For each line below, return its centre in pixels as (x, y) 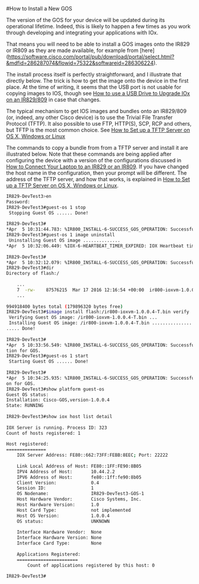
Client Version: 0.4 (58, 483)
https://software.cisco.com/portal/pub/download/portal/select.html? (91, 57)
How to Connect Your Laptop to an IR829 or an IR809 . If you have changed (97, 166)
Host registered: (28, 444)
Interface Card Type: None (59, 543)
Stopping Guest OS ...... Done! (49, 213)
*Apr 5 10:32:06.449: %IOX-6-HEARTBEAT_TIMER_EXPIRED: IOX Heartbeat (95, 246)
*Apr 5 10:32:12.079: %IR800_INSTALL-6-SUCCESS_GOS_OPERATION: (87, 262)
